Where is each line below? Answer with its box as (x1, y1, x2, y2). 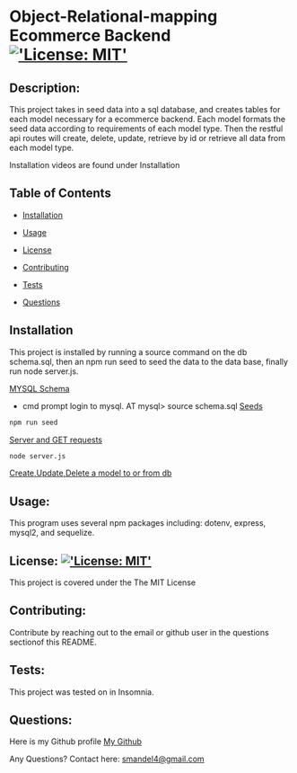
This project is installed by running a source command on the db (9, 346, 248, 357)
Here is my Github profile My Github (9, 736, 142, 747)
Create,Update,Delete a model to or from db (9, 467, 172, 478)
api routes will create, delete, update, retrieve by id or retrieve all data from (9, 133, 285, 143)
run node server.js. (9, 366, 79, 377)
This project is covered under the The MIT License (9, 577, 196, 588)
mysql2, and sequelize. (9, 528, 95, 538)
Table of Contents (9, 186, 112, 201)
